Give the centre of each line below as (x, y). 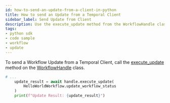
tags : (11, 29)
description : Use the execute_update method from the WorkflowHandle (80, 24)
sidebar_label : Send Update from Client (49, 19)
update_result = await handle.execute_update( (64, 82)
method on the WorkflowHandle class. (45, 67)
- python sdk (19, 33)
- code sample (20, 39)
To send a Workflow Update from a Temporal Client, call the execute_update (85, 62)
